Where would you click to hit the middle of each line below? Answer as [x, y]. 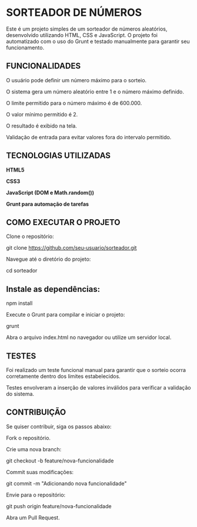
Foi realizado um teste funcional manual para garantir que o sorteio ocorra [96, 370]
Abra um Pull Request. [33, 518]
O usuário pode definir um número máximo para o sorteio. [76, 80]
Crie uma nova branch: [34, 449]
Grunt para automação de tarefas [48, 204]
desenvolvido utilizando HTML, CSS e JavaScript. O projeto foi [82, 35]
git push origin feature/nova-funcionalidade [59, 506]
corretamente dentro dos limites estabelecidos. [63, 376]
